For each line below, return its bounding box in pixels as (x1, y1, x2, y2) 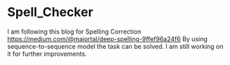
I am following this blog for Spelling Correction (7, 27, 142, 36)
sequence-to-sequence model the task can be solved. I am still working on (7, 42, 224, 50)
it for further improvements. (7, 50, 88, 58)
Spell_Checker (7, 4, 93, 20)
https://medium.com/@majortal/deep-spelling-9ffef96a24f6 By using (7, 34, 208, 43)
